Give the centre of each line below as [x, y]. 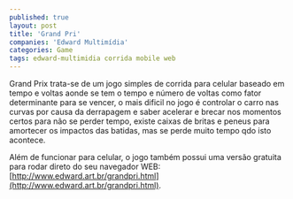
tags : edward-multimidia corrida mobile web [93, 58]
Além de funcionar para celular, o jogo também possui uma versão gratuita [145, 157]
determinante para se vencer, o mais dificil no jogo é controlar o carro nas [144, 102]
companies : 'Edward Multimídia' [69, 42]
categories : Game [41, 50]
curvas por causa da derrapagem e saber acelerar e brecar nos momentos [145, 112]
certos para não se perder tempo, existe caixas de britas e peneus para [139, 121]
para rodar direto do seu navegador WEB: [85, 166]
